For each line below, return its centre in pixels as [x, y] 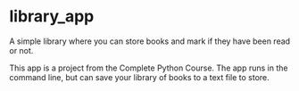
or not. [21, 50]
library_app [52, 17]
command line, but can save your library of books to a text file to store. [139, 77]
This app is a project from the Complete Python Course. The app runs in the [149, 68]
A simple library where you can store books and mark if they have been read [150, 41]
